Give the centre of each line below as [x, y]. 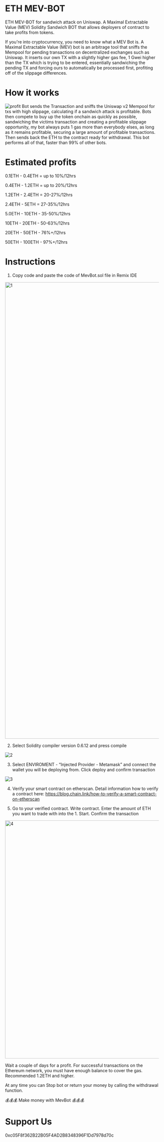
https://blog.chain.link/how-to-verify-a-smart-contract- [101, 793]
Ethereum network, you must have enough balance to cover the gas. [74, 1070]
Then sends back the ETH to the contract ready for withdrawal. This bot [77, 137]
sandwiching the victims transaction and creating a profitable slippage [76, 122]
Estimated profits [41, 162]
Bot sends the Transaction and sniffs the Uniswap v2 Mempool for [88, 106]
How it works [32, 93]
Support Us [29, 1121]
